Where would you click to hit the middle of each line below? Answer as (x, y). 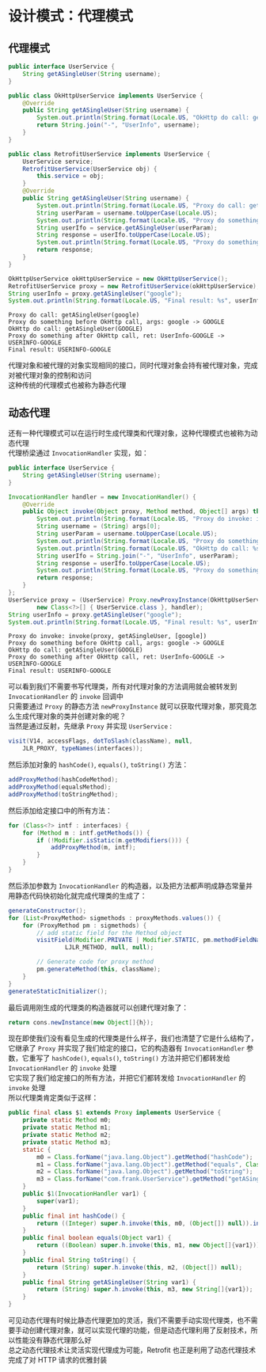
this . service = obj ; (70, 176)
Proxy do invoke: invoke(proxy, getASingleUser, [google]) (108, 637)
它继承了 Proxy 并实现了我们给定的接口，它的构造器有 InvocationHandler (127, 1048)
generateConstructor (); (47, 910)
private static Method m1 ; (67, 1128)
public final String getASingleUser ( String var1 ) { (109, 1282)
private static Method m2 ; (67, 1135)
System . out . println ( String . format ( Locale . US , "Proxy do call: (141, 205)
